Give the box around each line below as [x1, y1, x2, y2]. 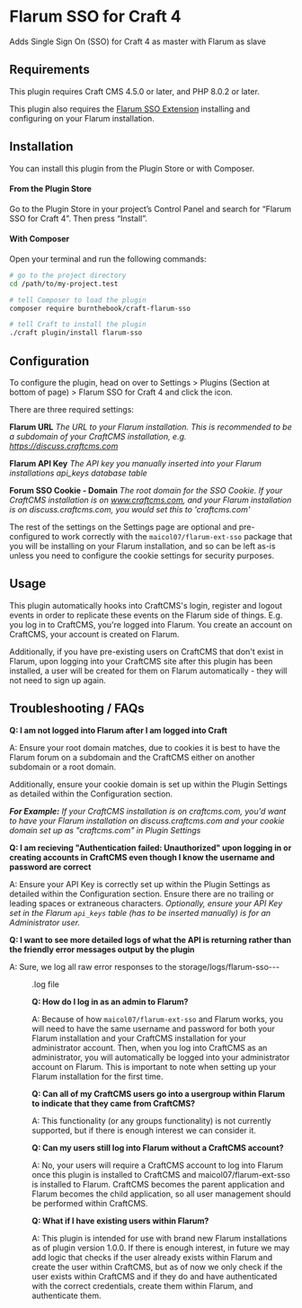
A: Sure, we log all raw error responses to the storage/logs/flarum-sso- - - [9, 961, 280, 972]
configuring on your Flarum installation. [9, 112, 155, 123]
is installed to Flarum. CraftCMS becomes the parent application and [31, 1179, 285, 1189]
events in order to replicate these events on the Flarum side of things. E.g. [9, 610, 283, 620]
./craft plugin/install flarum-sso [9, 328, 143, 338]
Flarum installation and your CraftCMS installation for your [31, 1032, 247, 1044]
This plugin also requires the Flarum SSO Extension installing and [9, 103, 251, 114]
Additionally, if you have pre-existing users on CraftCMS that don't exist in [9, 645, 284, 657]
